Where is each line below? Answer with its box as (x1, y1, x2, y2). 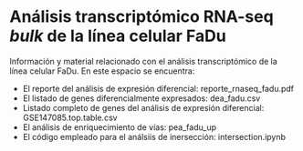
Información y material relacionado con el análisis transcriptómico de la (9, 55, 278, 66)
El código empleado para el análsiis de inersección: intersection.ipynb (22, 131, 286, 142)
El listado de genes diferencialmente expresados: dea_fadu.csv (22, 93, 261, 104)
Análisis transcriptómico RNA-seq (9, 6, 274, 27)
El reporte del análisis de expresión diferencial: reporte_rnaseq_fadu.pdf (22, 83, 295, 94)
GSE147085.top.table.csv (22, 112, 118, 123)
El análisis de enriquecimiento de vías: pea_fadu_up (22, 121, 217, 133)
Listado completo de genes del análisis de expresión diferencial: (22, 102, 265, 113)
